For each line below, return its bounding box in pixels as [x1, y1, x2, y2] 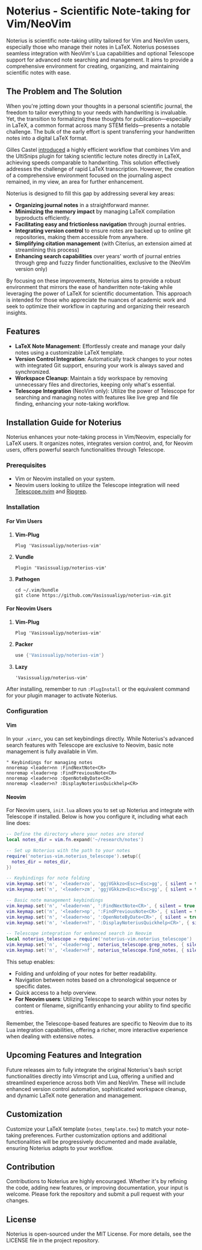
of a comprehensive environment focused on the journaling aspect [6, 172, 171, 179]
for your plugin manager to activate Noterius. [6, 691, 118, 699]
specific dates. [14, 983, 52, 990]
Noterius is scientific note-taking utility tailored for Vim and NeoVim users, [6, 37, 190, 44]
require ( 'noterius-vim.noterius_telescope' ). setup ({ [6, 853, 141, 859]
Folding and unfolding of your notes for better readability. [14, 969, 158, 977]
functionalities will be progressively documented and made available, [6, 1138, 177, 1145]
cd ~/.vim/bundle [14, 587, 59, 593]
